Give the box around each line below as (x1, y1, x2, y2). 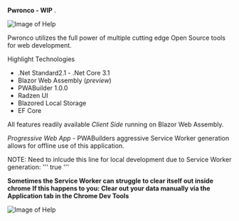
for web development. (7, 41, 73, 49)
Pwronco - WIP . (7, 6, 57, 14)
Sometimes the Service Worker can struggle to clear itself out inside (7, 177, 213, 185)
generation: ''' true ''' (7, 163, 70, 171)
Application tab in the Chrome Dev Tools (7, 192, 129, 200)
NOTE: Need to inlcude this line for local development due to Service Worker (7, 156, 232, 163)
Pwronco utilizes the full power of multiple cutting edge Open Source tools (7, 33, 226, 42)
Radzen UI (17, 92, 48, 99)
